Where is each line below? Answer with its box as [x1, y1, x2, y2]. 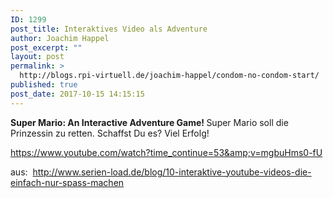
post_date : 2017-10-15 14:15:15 [10, 89, 145, 99]
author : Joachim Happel [10, 33, 110, 43]
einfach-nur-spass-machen [10, 176, 125, 188]
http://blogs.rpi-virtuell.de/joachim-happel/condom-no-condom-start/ [19, 71, 320, 81]
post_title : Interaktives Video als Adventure [10, 24, 208, 34]
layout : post [10, 52, 65, 62]
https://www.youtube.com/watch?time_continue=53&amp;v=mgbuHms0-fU [10, 146, 323, 158]
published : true [10, 80, 78, 90]
